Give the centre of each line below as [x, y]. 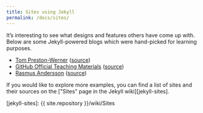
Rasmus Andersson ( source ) [51, 73]
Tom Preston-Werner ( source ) [53, 60]
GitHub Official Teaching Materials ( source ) [69, 66]
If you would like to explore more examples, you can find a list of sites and [99, 85]
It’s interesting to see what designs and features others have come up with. [101, 35]
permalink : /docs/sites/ [38, 18]
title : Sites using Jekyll [41, 12]
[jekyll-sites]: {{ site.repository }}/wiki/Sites [61, 103]
